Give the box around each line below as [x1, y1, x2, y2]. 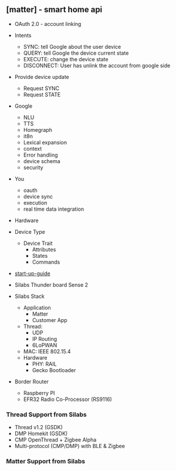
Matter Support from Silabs [6, 457, 86, 466]
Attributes [32, 246, 56, 253]
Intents [14, 32, 32, 39]
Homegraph [23, 126, 53, 133]
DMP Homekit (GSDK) [14, 430, 68, 437]
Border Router [14, 378, 49, 385]
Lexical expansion [23, 138, 67, 146]
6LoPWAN [32, 341, 57, 349]
